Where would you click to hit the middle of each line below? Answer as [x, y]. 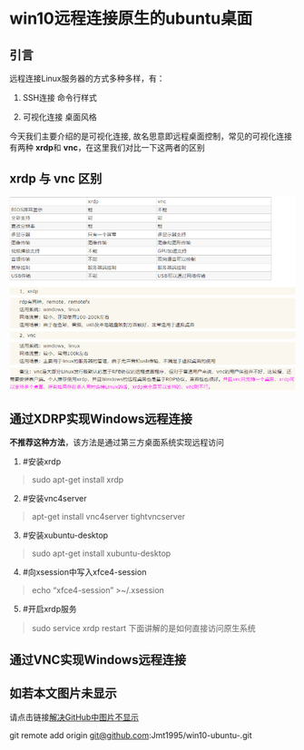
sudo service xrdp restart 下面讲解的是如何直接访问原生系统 [143, 628]
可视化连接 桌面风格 [59, 117]
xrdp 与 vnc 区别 [56, 179]
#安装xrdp [42, 462]
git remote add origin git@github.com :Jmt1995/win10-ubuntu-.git [131, 735]
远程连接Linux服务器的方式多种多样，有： [87, 78]
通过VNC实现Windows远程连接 [98, 660]
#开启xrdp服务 [49, 609]
